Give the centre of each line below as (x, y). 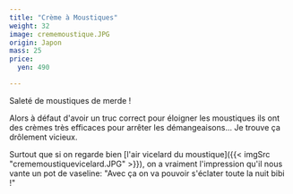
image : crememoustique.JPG (60, 34)
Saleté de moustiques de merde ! (70, 100)
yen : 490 (34, 68)
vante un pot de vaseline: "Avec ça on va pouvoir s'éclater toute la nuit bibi (147, 173)
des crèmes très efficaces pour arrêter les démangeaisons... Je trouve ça (145, 127)
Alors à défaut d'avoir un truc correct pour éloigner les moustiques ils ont (145, 118)
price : (22, 59)
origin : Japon (36, 42)
